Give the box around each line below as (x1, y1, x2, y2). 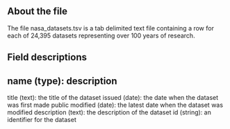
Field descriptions (7, 51, 87, 63)
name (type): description (7, 75, 117, 87)
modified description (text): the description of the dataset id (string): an (7, 108, 212, 117)
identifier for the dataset (7, 116, 76, 124)
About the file (7, 6, 68, 17)
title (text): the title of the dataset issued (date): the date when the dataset (7, 94, 219, 102)
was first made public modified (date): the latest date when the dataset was (7, 101, 224, 110)
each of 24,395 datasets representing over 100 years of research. (7, 31, 196, 40)
